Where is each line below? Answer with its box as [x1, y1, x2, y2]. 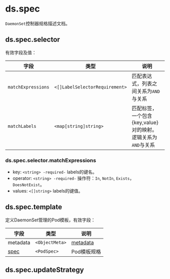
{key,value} [132, 119, 158, 126]
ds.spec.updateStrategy [5, 266, 84, 274]
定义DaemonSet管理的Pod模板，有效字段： [5, 217, 96, 223]
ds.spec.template [5, 203, 62, 211]
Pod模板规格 [71, 248, 101, 255]
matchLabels [8, 123, 37, 129]
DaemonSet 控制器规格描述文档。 [5, 20, 70, 26]
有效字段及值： [5, 49, 36, 56]
